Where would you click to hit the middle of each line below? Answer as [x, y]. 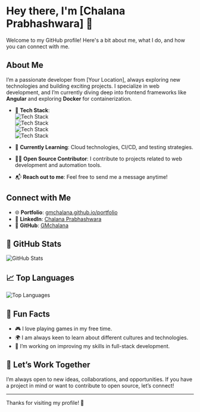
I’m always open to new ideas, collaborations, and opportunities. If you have [99, 379]
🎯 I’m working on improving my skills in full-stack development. [92, 346]
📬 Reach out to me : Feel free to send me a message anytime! [91, 176]
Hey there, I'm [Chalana [66, 11]
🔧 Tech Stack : [32, 110]
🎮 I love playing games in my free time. [63, 329]
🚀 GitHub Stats [34, 244]
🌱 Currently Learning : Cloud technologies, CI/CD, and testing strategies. [104, 147]
